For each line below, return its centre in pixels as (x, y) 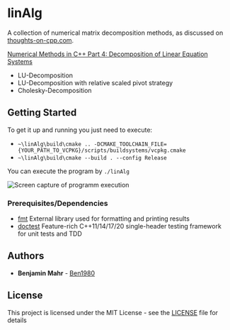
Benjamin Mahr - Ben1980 (56, 273)
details (17, 320)
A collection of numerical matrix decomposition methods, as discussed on (115, 33)
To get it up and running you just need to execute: (80, 130)
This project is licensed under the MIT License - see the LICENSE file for (113, 312)
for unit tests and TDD (50, 234)
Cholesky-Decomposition (54, 90)
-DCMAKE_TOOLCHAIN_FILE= (131, 144)
